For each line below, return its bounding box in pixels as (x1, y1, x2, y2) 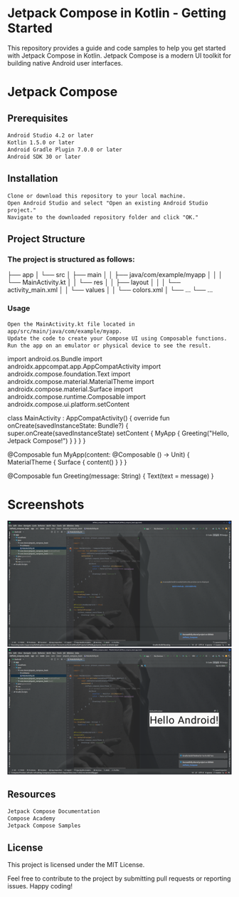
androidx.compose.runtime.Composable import (7, 392, 146, 400)
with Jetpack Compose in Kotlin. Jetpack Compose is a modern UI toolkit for (7, 51, 231, 60)
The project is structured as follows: (7, 254, 135, 264)
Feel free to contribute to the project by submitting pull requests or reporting (7, 874, 231, 883)
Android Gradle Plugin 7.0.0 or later (7, 146, 122, 153)
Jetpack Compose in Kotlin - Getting (7, 5, 226, 21)
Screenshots (7, 497, 85, 512)
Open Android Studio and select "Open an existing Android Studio (7, 199, 208, 207)
